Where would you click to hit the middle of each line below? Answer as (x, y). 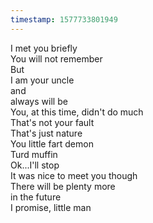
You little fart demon (52, 143)
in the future (36, 197)
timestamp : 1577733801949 (64, 19)
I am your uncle (42, 80)
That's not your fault (52, 122)
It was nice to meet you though (74, 175)
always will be (39, 101)
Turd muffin (34, 154)
